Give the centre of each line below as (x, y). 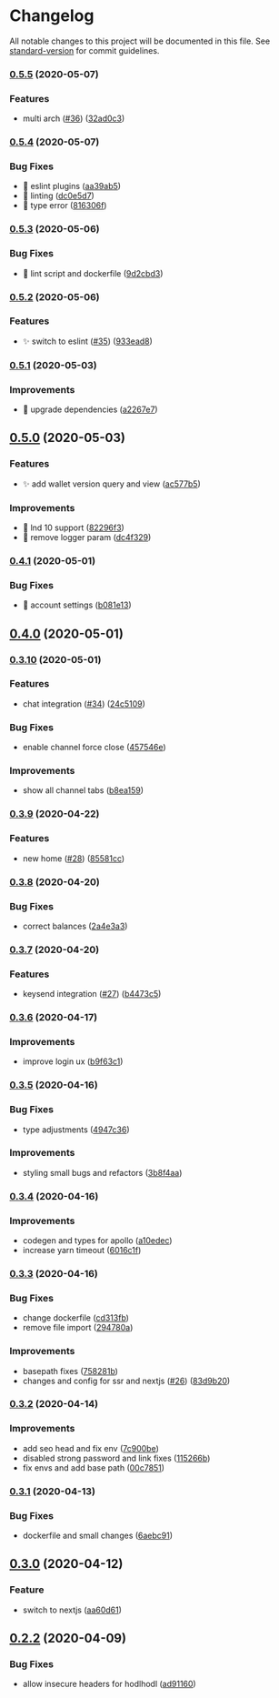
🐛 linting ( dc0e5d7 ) (59, 196)
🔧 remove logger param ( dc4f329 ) (87, 538)
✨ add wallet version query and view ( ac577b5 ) (112, 484)
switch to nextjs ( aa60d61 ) (72, 1610)
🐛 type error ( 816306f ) (65, 206)
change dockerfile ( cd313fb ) (76, 1318)
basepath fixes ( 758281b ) (70, 1371)
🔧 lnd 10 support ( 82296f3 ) (73, 527)
